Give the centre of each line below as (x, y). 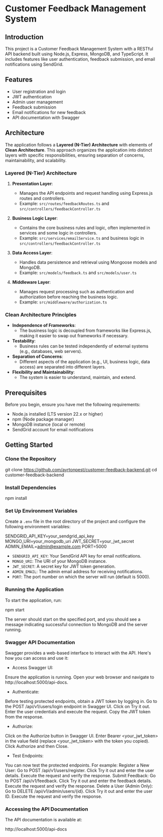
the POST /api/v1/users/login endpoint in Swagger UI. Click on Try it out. (78, 706)
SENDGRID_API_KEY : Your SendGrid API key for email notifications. (77, 556)
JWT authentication (32, 96)
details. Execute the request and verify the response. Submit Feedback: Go (81, 775)
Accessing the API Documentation (47, 809)
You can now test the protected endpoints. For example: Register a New (77, 765)
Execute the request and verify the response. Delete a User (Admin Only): (79, 786)
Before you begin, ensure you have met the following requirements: (73, 405)
